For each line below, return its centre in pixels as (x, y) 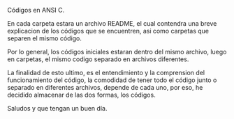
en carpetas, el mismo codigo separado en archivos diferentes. (98, 59)
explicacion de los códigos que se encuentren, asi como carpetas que (108, 31)
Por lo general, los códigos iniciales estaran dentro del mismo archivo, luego (117, 52)
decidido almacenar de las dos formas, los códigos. (81, 95)
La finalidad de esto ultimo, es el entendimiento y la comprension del (106, 73)
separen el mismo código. (45, 38)
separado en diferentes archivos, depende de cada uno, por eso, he (105, 87)
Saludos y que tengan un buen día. (57, 108)
